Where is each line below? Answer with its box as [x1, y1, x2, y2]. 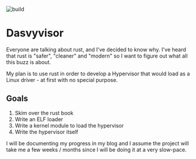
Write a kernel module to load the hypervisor [14, 122, 124, 129]
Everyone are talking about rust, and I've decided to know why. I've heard [6, 46, 186, 53]
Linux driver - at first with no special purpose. [6, 76, 118, 83]
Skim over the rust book [14, 109, 74, 116]
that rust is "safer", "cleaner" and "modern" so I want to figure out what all [6, 52, 188, 59]
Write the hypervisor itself [14, 128, 78, 135]
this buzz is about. [6, 58, 52, 65]
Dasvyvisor [6, 27, 64, 40]
